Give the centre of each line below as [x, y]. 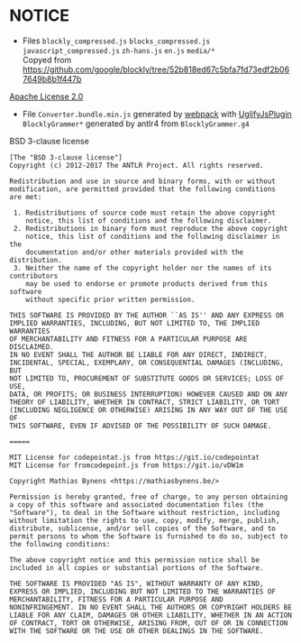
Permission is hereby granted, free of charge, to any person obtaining [149, 497]
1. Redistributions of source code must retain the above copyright [145, 213]
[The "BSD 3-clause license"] [66, 157]
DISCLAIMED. [32, 347]
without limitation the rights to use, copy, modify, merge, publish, [145, 520]
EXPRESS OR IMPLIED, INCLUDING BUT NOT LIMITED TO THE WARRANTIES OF [143, 592]
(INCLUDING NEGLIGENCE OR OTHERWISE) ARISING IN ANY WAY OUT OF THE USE [149, 410]
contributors [34, 276]
